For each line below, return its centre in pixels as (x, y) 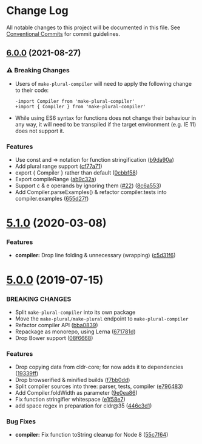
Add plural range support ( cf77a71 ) (59, 166)
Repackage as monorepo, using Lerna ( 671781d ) (75, 331)
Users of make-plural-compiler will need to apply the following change (103, 83)
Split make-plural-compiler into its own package (75, 312)
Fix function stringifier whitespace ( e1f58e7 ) (70, 400)
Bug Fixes (21, 421)
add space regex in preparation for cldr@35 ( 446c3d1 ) (83, 406)
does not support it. (40, 131)
